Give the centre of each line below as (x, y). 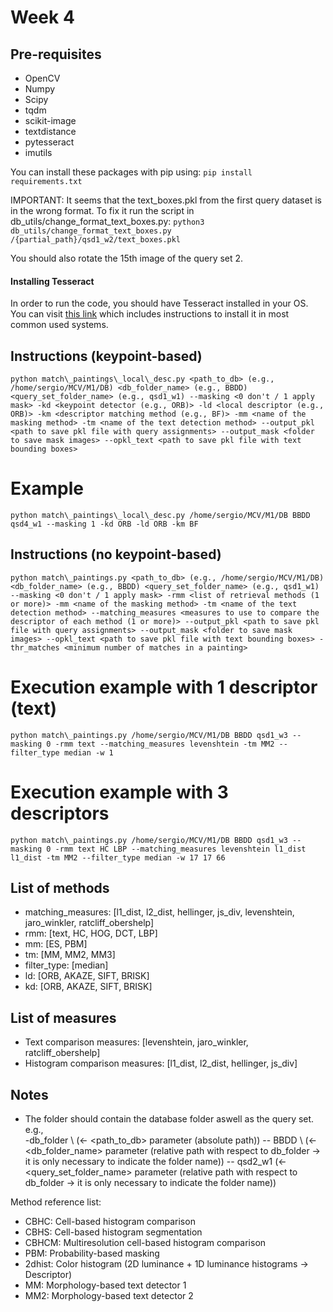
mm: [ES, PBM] (56, 944)
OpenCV (42, 78)
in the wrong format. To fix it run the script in (102, 210)
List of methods (60, 888)
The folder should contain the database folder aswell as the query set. (169, 1119)
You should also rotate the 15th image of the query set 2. (127, 258)
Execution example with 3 (119, 792)
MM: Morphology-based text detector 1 (105, 1285)
